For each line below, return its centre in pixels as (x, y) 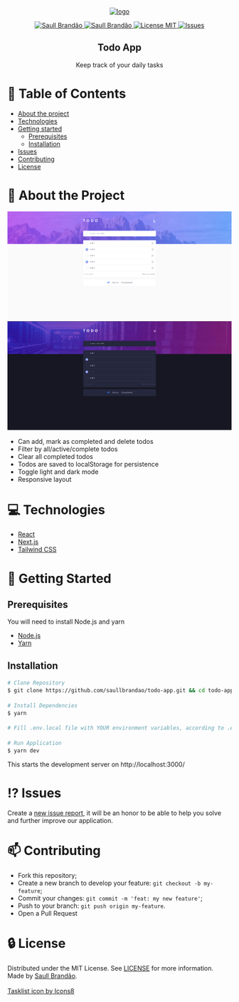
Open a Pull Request (48, 913)
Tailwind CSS (37, 550)
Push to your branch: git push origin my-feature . (91, 906)
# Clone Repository (36, 683)
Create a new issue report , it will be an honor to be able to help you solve (115, 813)
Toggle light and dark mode (58, 472)
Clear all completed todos (55, 457)
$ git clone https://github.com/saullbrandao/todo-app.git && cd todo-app (121, 691)
